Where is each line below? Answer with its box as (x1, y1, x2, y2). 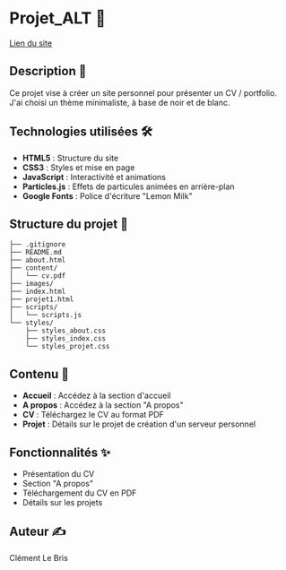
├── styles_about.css (25, 326, 106, 335)
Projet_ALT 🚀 (9, 8, 106, 29)
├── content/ (9, 263, 58, 272)
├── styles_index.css (25, 334, 106, 343)
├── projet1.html (9, 295, 74, 304)
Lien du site (9, 38, 52, 48)
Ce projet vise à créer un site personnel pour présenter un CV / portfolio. (9, 87, 278, 98)
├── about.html (9, 255, 66, 265)
